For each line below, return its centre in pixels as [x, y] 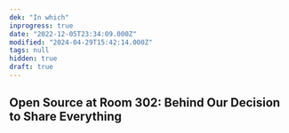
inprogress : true [41, 26]
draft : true [31, 67]
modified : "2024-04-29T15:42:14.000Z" [81, 42]
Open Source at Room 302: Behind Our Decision [145, 103]
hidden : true [33, 59]
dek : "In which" [39, 17]
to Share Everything [66, 117]
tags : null [29, 51]
